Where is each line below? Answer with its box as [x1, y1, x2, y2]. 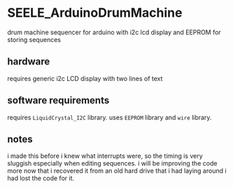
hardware [7, 56, 50, 68]
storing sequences [7, 35, 62, 43]
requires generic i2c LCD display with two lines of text [7, 74, 163, 82]
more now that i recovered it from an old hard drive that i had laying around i [7, 166, 227, 175]
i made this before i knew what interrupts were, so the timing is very [7, 152, 203, 160]
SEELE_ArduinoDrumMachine [7, 5, 183, 21]
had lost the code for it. [7, 174, 75, 182]
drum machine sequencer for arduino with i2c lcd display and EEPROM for [7, 28, 222, 36]
